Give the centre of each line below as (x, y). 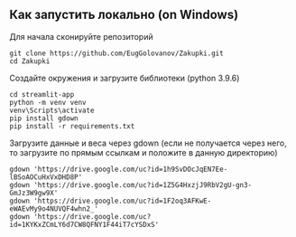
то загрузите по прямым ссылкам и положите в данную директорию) (143, 152)
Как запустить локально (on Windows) (124, 15)
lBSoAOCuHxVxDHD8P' (46, 177)
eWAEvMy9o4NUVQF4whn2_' (54, 209)
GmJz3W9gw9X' (34, 193)
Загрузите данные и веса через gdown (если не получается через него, (148, 143)
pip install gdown (44, 118)
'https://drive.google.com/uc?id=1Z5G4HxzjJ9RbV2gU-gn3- (143, 185)
